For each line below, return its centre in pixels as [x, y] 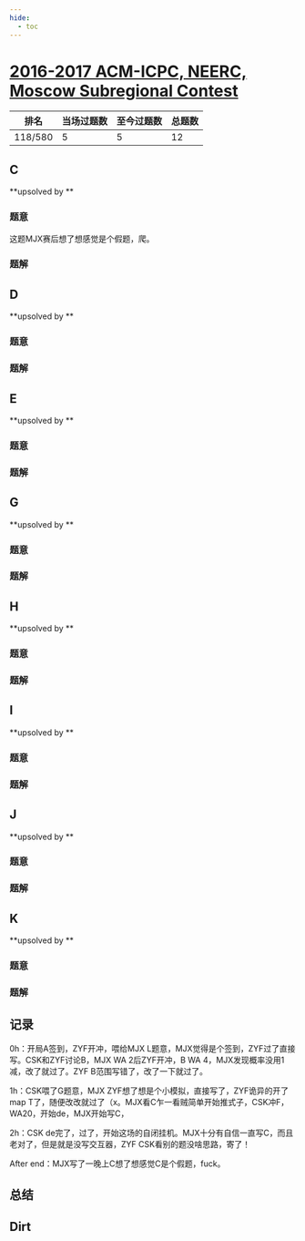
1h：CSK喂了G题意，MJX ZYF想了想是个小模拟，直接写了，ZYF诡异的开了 [149, 1091]
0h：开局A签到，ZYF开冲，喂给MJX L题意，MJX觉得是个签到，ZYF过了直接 [152, 1048]
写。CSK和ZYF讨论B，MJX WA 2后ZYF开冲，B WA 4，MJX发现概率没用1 [147, 1060]
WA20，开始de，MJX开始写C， [69, 1113]
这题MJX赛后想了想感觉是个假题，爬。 [82, 239]
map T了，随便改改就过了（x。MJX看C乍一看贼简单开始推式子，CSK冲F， [149, 1102]
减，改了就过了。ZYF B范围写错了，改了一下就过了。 [108, 1071]
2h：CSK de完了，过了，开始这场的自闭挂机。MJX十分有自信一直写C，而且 [152, 1133]
